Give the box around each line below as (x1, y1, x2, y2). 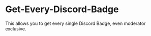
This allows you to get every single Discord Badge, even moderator (5, 20, 146, 26)
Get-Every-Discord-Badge (5, 4, 119, 15)
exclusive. (5, 25, 26, 31)
